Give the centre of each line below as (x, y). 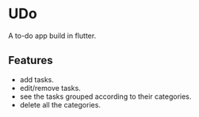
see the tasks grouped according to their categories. (105, 96)
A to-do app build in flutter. (52, 36)
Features (31, 60)
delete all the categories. (60, 104)
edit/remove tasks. (50, 88)
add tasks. (36, 79)
